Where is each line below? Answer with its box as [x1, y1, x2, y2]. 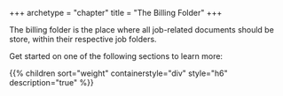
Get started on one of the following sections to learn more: [9, 51, 224, 61]
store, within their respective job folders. [9, 34, 157, 44]
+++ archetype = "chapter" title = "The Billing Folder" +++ [9, 8, 223, 18]
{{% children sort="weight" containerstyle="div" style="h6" [9, 68, 228, 78]
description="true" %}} [9, 78, 95, 87]
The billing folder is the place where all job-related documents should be [9, 25, 275, 34]
